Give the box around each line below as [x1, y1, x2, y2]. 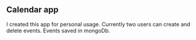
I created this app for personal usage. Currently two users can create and [6, 20, 191, 27]
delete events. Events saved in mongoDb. [6, 27, 111, 34]
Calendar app [6, 5, 59, 15]
